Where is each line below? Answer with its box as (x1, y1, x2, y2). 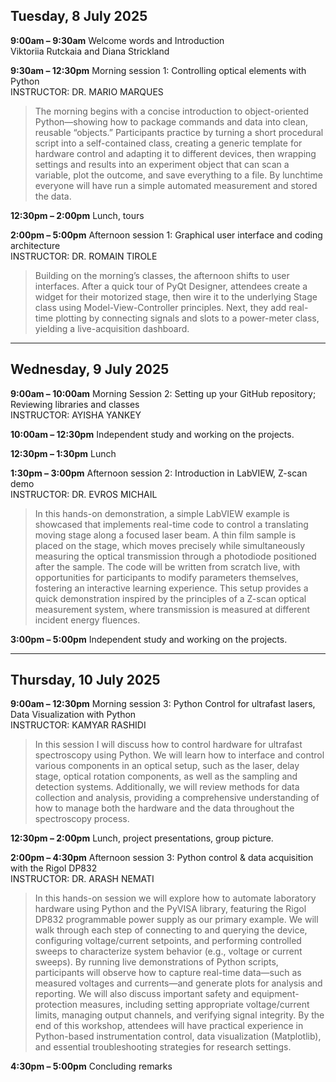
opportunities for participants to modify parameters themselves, (34, 571, 299, 583)
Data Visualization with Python (10, 709, 137, 721)
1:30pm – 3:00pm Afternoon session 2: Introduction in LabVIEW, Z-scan (10, 467, 308, 479)
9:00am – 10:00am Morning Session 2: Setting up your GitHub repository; (10, 387, 317, 399)
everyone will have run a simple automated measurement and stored (34, 179, 318, 191)
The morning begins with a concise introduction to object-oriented (34, 105, 310, 117)
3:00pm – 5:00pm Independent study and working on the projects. (10, 633, 288, 645)
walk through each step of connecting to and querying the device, (34, 924, 308, 936)
